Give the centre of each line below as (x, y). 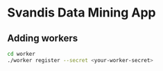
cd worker (22, 54)
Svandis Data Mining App (81, 13)
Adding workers (43, 38)
